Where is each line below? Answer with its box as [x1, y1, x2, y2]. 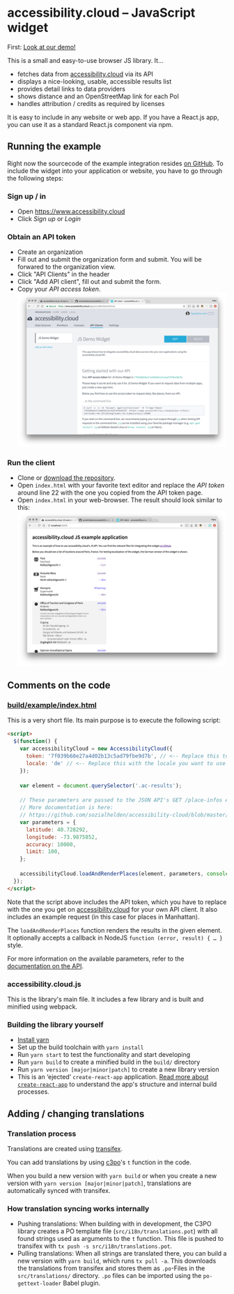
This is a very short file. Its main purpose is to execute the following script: [7, 716, 221, 725]
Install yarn [17, 1036, 49, 1044]
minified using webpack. [7, 1002, 78, 1011]
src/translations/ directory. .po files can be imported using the [17, 1272, 202, 1280]
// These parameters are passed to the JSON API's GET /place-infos [19, 797, 223, 804]
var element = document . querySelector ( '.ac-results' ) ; [19, 782, 182, 789]
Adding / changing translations [7, 1108, 145, 1120]
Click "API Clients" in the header [17, 270, 110, 278]
